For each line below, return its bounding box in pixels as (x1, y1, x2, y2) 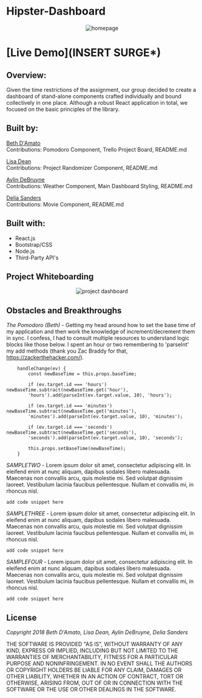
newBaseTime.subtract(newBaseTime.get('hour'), (6, 387, 129, 393)
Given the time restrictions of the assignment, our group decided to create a (6, 86, 197, 93)
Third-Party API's (15, 254, 59, 261)
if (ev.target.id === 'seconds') (28, 425, 113, 431)
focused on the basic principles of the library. (6, 105, 120, 113)
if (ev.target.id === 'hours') (28, 382, 107, 388)
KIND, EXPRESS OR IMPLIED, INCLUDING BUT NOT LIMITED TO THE (6, 647, 178, 654)
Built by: (6, 123, 38, 133)
